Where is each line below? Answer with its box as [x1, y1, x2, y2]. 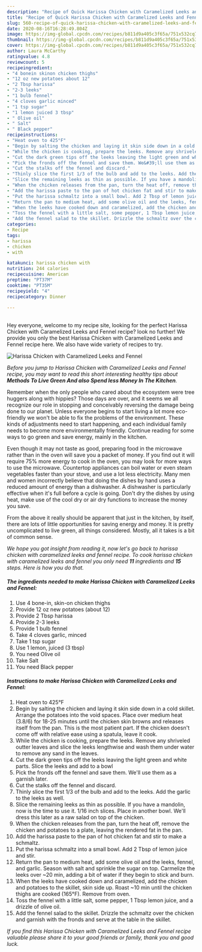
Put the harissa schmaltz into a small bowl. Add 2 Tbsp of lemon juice [15, 846, 188, 853]
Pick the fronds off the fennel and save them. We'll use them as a [15, 769, 177, 776]
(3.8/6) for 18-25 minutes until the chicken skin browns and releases [15, 718, 185, 725]
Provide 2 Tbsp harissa [15, 612, 73, 619]
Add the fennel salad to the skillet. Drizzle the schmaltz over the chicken [15, 909, 194, 917]
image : [7, 31, 23, 37]
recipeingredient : [7, 64, 53, 71]
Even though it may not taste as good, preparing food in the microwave [7, 445, 182, 452]
